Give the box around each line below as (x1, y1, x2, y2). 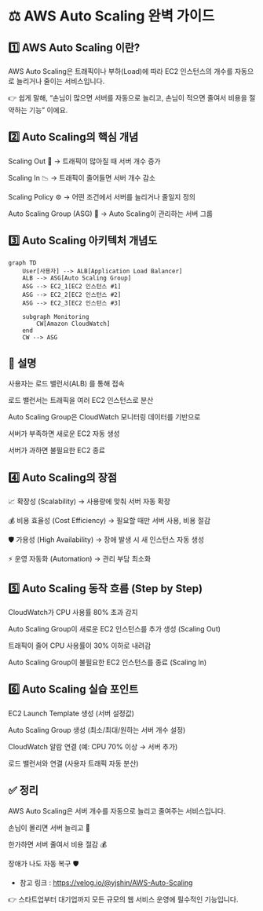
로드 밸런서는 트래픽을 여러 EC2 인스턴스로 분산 (8, 396, 154, 405)
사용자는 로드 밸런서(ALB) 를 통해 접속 (8, 379, 125, 389)
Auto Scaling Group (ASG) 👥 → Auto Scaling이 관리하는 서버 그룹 (8, 209, 214, 218)
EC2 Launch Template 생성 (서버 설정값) (8, 708, 135, 718)
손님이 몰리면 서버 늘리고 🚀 (8, 822, 90, 832)
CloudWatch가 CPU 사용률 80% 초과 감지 (8, 608, 139, 617)
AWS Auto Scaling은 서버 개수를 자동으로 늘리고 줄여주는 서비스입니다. (8, 806, 226, 815)
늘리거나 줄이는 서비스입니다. (16, 76, 105, 86)
